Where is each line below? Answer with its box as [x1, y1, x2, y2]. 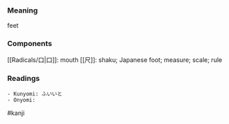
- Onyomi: [7, 96, 36, 103]
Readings [7, 73, 40, 83]
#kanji [7, 109, 25, 117]
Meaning [7, 6, 38, 15]
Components [7, 39, 52, 49]
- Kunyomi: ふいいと [7, 90, 63, 98]
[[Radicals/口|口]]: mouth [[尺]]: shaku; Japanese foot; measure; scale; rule [7, 55, 223, 64]
